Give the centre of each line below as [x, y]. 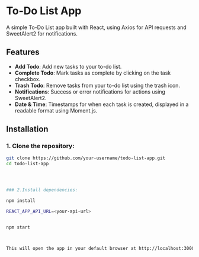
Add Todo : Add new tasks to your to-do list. [68, 66]
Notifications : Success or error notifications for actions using [90, 91]
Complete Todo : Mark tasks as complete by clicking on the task [93, 73]
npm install [21, 201]
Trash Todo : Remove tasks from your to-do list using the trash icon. [97, 85]
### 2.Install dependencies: [42, 190]
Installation [27, 129]
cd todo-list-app [28, 164]
